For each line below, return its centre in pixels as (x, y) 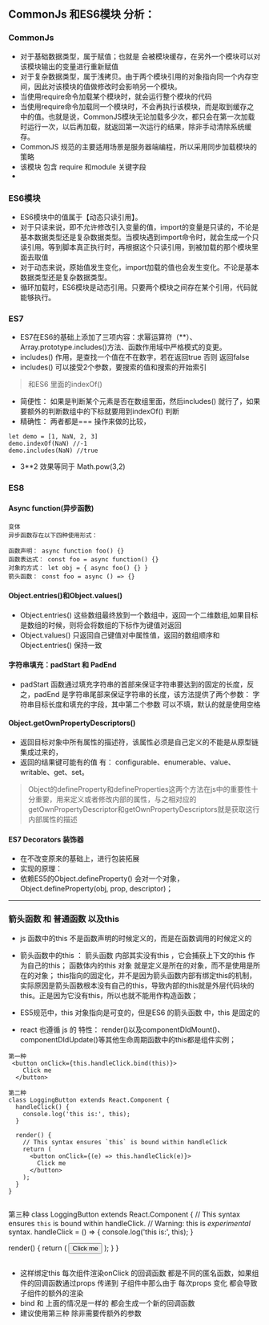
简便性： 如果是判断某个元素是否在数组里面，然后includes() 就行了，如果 (140, 402)
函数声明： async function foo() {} (66, 551)
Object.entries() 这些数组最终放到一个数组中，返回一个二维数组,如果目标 (139, 615)
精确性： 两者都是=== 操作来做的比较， (85, 422)
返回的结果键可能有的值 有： (66, 762)
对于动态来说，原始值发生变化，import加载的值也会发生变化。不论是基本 (139, 267)
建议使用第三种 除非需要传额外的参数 (80, 1313)
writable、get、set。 (54, 773)
